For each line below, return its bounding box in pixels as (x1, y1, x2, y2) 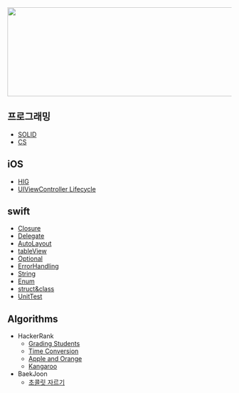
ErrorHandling (17, 262, 59, 271)
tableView (17, 247, 48, 256)
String (17, 270, 36, 278)
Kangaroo (28, 362, 58, 371)
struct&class (17, 285, 55, 293)
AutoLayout (17, 239, 52, 248)
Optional (17, 254, 43, 263)
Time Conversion (28, 347, 79, 355)
